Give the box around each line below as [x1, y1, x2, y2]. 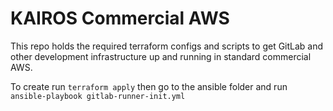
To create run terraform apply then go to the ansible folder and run [10, 80, 288, 92]
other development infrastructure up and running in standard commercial [10, 50, 312, 62]
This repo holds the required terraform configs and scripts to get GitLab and [10, 40, 324, 52]
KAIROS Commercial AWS [10, 7, 230, 30]
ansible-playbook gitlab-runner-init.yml [10, 91, 186, 101]
